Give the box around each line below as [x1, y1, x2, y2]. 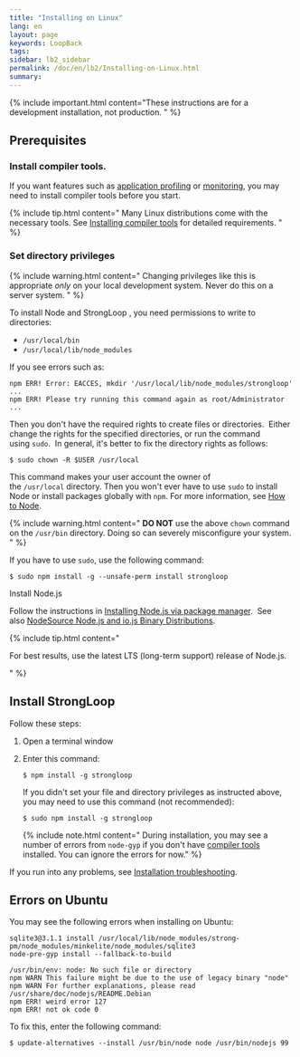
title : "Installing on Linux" [9, 13, 124, 23]
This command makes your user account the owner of [9, 471, 211, 482]
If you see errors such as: [9, 361, 105, 372]
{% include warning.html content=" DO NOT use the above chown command [9, 517, 291, 528]
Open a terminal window [22, 735, 114, 746]
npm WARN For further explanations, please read [9, 982, 196, 991]
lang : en [9, 22, 42, 31]
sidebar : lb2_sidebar [9, 55, 91, 64]
